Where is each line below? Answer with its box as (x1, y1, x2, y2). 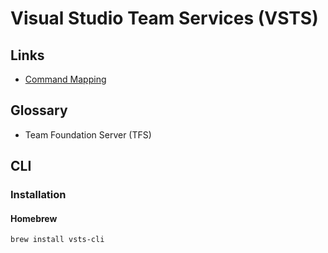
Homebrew (10, 212, 58, 224)
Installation (10, 188, 67, 202)
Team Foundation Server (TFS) (24, 128, 152, 141)
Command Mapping (24, 73, 107, 85)
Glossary (10, 102, 68, 119)
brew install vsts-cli (10, 235, 105, 245)
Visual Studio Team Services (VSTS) (10, 7, 319, 30)
